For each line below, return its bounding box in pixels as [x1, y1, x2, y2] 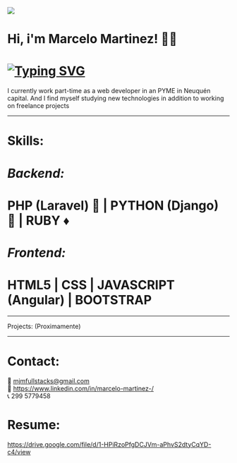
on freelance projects [7, 102, 70, 110]
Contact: [7, 354, 60, 369]
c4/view [7, 447, 31, 456]
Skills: [7, 133, 44, 149]
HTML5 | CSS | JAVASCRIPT [7, 277, 175, 293]
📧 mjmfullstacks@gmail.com [7, 376, 90, 385]
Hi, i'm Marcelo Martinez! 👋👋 [7, 31, 178, 47]
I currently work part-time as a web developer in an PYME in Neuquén [7, 87, 211, 95]
